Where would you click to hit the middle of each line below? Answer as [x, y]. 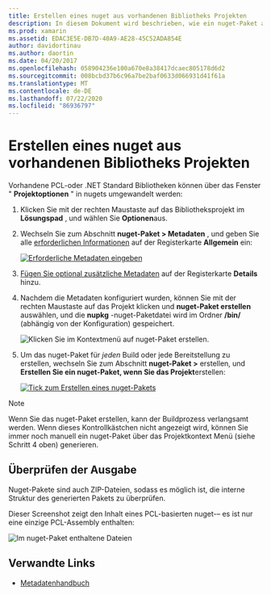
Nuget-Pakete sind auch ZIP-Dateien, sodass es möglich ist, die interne [127, 489]
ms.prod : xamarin [38, 31]
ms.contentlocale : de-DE [50, 91]
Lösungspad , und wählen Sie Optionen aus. [94, 218]
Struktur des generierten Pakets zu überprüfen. [87, 498]
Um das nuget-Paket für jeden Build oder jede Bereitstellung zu [125, 355]
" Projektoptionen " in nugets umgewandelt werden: [96, 194]
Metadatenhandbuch [55, 583]
